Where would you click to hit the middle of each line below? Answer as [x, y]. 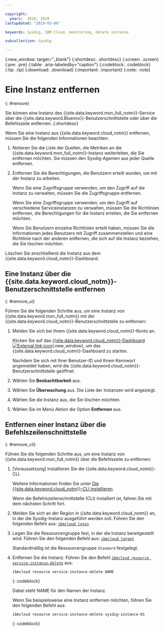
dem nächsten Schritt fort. [39, 503]
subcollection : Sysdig [28, 41]
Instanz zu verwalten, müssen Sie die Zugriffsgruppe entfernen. [77, 193]
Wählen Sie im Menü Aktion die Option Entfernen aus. [67, 409]
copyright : [16, 14]
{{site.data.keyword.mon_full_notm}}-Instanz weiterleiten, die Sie [78, 153]
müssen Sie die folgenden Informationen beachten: [57, 138]
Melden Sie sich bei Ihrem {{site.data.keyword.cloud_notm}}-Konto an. [84, 331]
